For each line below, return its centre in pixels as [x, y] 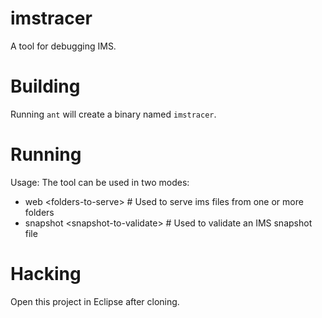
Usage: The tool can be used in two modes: [100, 182]
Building [45, 86]
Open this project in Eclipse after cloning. [95, 301]
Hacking [46, 274]
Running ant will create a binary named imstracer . [113, 114]
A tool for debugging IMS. [63, 46]
